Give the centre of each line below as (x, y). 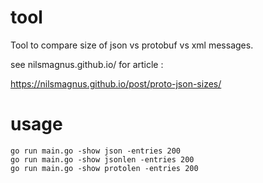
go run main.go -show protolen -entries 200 (104, 168)
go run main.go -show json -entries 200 (96, 151)
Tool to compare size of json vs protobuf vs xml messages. (132, 45)
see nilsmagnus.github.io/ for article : (87, 64)
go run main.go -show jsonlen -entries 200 (102, 159)
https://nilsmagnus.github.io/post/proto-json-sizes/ (116, 83)
